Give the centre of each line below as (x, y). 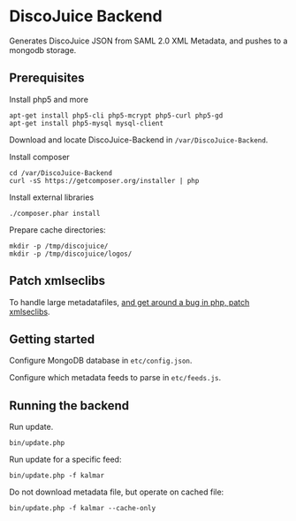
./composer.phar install (55, 213)
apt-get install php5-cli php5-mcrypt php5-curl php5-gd (116, 115)
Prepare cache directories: (57, 230)
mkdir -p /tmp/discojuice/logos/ (71, 254)
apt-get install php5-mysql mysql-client (87, 123)
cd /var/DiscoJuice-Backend (61, 173)
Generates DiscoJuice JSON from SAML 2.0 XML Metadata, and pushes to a (148, 41)
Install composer (40, 157)
